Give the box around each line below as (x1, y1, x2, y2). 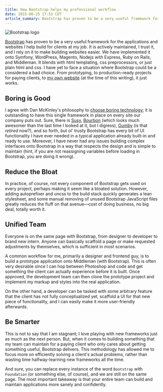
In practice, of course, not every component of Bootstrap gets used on (5, 181, 147, 186)
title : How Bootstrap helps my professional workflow (5, 7, 116, 12)
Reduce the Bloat (5, 168, 58, 176)
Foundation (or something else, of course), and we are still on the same (5, 371, 147, 377)
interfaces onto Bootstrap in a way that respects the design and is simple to (5, 143, 156, 149)
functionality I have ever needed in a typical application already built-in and (5, 133, 156, 139)
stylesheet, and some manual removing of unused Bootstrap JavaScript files (5, 196, 158, 202)
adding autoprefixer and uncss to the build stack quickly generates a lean (5, 191, 152, 197)
